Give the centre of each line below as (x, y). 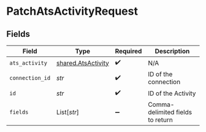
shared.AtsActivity (82, 63)
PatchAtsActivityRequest (72, 11)
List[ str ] (68, 112)
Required (128, 51)
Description (172, 51)
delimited (161, 112)
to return (160, 120)
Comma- (161, 104)
